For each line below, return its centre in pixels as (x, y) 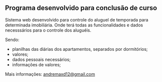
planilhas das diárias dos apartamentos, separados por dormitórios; (80, 49)
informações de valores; (36, 64)
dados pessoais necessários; (41, 59)
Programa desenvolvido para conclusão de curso (81, 8)
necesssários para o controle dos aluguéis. (48, 30)
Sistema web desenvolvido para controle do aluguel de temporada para (77, 20)
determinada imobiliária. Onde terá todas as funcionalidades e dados (74, 25)
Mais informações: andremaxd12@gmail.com (50, 74)
